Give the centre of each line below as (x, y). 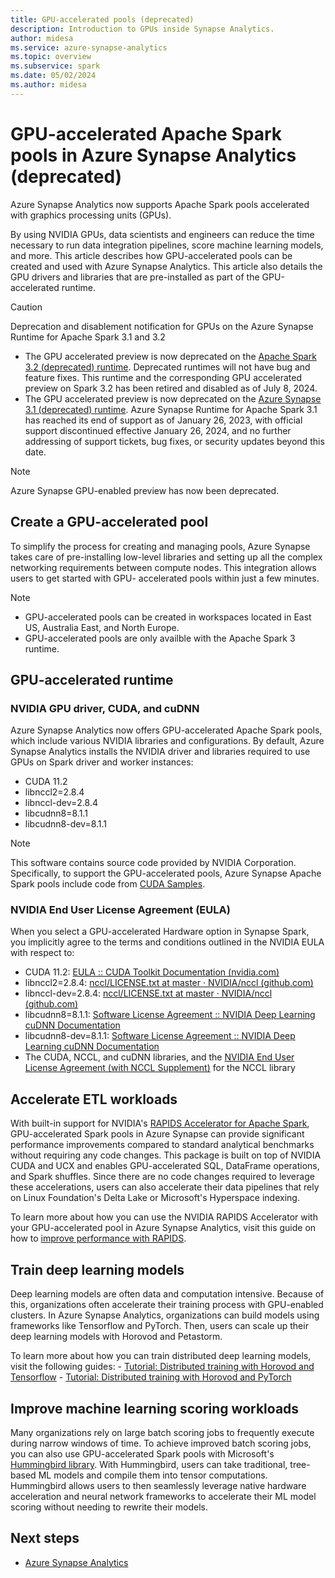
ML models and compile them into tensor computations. (153, 1475)
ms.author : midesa (48, 85)
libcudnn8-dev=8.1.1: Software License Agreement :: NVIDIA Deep (160, 1036)
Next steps (45, 1538)
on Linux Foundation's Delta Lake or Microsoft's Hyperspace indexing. (155, 1198)
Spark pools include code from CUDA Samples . (108, 884)
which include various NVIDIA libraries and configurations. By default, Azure (167, 741)
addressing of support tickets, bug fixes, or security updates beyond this (174, 441)
